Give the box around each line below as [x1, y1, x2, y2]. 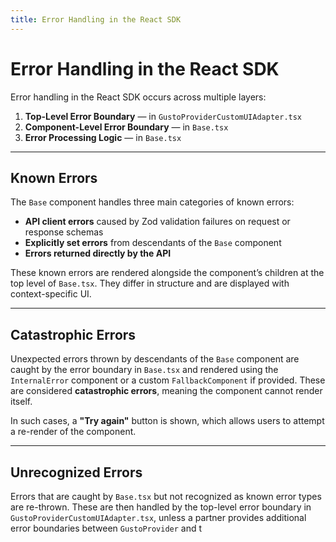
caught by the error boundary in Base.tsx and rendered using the [10, 364, 279, 376]
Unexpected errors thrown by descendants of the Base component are [10, 353, 300, 365]
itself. [10, 396, 33, 408]
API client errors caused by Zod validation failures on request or [24, 216, 291, 228]
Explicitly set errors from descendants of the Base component [24, 237, 282, 249]
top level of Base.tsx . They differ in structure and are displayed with [10, 277, 290, 290]
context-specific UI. [10, 288, 92, 300]
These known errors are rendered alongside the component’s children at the [10, 267, 325, 279]
